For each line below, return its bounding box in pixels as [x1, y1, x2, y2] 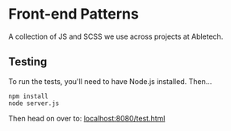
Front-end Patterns [8, 5, 139, 23]
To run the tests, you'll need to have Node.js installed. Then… [8, 76, 212, 86]
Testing [8, 55, 48, 69]
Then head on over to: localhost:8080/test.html [8, 113, 166, 123]
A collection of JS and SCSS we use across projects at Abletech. [8, 32, 224, 41]
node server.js [8, 99, 60, 108]
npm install [8, 92, 48, 100]
